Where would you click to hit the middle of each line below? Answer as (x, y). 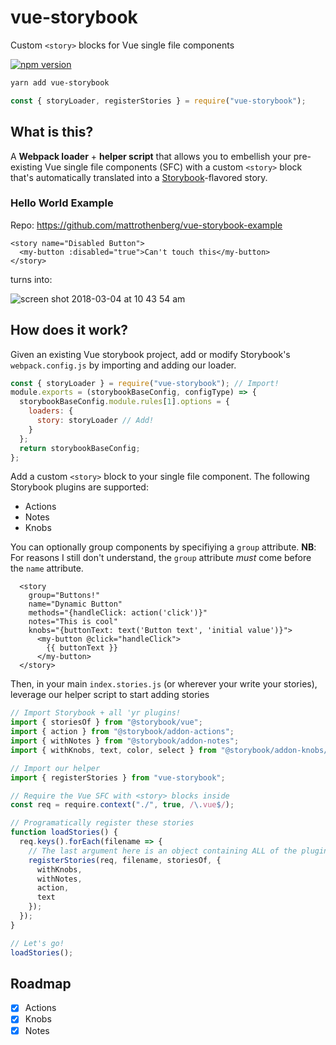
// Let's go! (37, 943)
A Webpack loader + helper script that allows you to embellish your (151, 156)
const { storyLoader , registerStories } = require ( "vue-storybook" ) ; (158, 101)
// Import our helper (55, 768)
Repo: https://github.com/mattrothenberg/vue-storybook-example (146, 225)
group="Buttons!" (64, 596)
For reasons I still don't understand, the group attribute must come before (161, 558)
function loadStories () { (64, 832)
